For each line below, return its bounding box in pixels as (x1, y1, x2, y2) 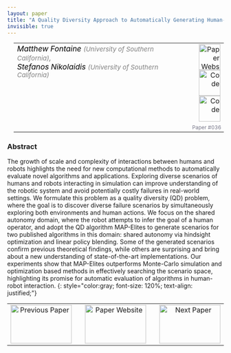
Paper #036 (192, 123, 221, 131)
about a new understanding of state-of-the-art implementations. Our (7, 253, 201, 261)
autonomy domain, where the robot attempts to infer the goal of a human (7, 216, 213, 224)
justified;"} (7, 289, 38, 297)
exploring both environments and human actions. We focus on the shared (7, 208, 215, 217)
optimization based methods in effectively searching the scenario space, (7, 267, 213, 275)
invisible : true (7, 23, 54, 30)
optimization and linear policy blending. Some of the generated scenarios (7, 238, 215, 246)
